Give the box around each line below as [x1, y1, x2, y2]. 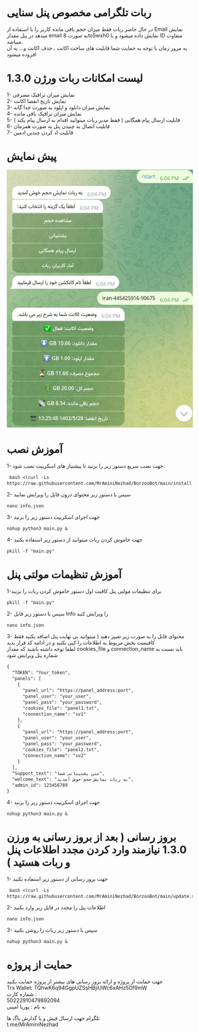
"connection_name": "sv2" [22, 753, 86, 759]
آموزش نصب [6, 443, 63, 456]
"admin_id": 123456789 [12, 782, 68, 788]
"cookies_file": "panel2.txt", [22, 747, 100, 753]
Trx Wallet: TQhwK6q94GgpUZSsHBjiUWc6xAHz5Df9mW [6, 984, 147, 991]
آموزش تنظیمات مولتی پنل [6, 568, 122, 581]
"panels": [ [12, 676, 42, 682]
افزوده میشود [6, 50, 37, 57]
